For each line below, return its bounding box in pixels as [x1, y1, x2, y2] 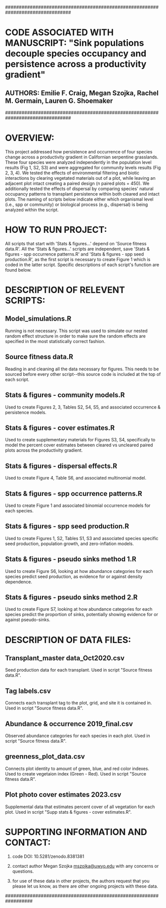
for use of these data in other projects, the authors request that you [12, 878, 150, 884]
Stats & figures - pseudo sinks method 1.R [5, 555, 137, 563]
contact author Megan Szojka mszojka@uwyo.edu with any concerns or [12, 863, 159, 869]
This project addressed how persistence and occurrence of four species [5, 148, 153, 154]
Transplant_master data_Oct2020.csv [5, 654, 125, 662]
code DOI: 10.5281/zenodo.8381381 [12, 853, 84, 859]
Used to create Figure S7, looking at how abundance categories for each [5, 606, 153, 612]
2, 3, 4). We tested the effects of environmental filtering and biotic [5, 170, 140, 176]
